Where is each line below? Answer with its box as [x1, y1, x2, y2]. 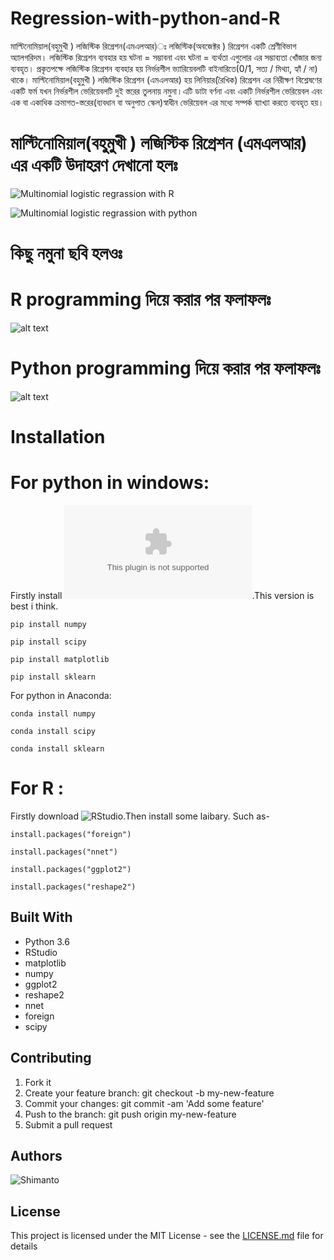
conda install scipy [10, 727, 97, 737]
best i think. [10, 600, 59, 612]
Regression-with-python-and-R [10, 7, 281, 30]
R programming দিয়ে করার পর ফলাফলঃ [10, 288, 272, 311]
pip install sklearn [10, 672, 97, 682]
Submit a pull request [24, 1118, 113, 1131]
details [10, 1240, 38, 1252]
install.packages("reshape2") [10, 882, 137, 892]
